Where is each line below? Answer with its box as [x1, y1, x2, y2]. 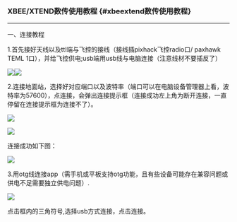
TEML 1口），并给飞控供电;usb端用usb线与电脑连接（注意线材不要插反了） [7, 54, 222, 63]
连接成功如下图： [7, 141, 57, 150]
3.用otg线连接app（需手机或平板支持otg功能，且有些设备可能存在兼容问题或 [7, 170, 229, 178]
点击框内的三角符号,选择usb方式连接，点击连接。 [7, 207, 150, 216]
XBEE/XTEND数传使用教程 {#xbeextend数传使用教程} [7, 6, 192, 16]
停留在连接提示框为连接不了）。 [7, 100, 97, 109]
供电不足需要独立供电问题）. [7, 179, 90, 187]
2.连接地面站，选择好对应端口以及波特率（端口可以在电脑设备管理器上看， [7, 83, 224, 91]
